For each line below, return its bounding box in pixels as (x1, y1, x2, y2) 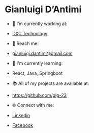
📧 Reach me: (12, 40, 39, 47)
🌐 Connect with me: (12, 102, 54, 108)
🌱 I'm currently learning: (12, 60, 63, 66)
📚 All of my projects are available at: (12, 80, 89, 86)
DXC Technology (12, 30, 48, 36)
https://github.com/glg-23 (12, 92, 67, 98)
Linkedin (12, 112, 30, 118)
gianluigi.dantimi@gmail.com (12, 50, 73, 56)
